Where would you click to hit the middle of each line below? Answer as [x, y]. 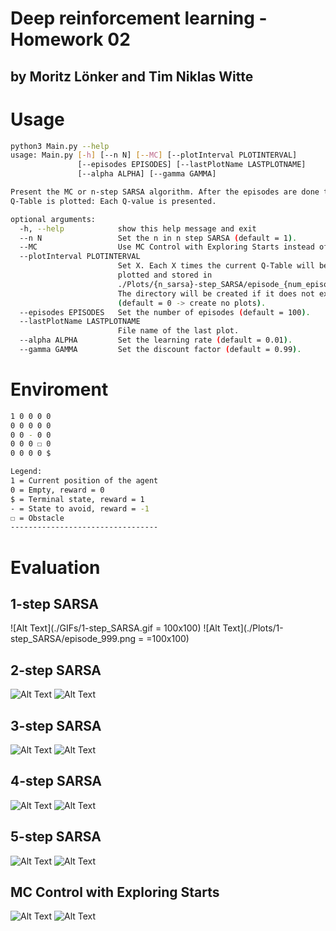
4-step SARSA [56, 781]
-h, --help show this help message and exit [138, 228]
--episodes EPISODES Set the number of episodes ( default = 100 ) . [165, 312]
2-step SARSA [56, 670]
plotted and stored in [165, 275]
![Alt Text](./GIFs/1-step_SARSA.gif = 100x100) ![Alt [115, 628]
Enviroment [59, 389]
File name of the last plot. [178, 331]
